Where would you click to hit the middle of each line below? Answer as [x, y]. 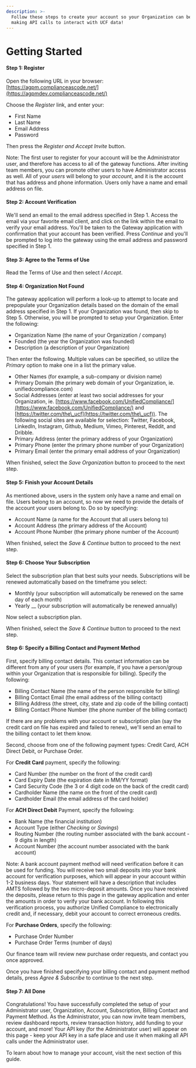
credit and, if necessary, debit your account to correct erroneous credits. [94, 913]
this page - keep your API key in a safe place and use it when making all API [97, 1035]
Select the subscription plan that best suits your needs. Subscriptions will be [98, 575]
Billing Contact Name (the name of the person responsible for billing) [97, 691]
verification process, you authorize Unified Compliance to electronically [92, 907]
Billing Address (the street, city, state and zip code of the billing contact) [101, 703]
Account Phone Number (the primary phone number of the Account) [97, 531]
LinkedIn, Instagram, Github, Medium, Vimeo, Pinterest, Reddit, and [95, 426]
